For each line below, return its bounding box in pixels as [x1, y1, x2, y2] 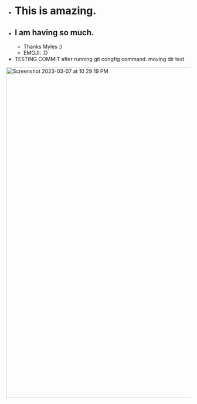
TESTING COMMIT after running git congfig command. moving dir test [14, 56, 185, 62]
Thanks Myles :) [23, 43, 63, 50]
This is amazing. [14, 4, 97, 18]
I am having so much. [14, 28, 94, 38]
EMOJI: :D [23, 49, 48, 56]
